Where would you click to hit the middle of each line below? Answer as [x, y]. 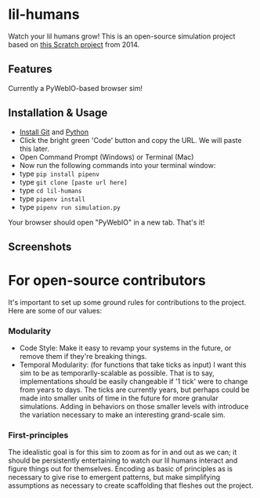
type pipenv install [52, 199]
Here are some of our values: [55, 310]
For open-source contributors [107, 281]
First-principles [38, 435]
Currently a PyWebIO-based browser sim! [76, 88]
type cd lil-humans [51, 190]
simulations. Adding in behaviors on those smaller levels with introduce [134, 407]
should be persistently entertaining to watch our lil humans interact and [123, 460]
